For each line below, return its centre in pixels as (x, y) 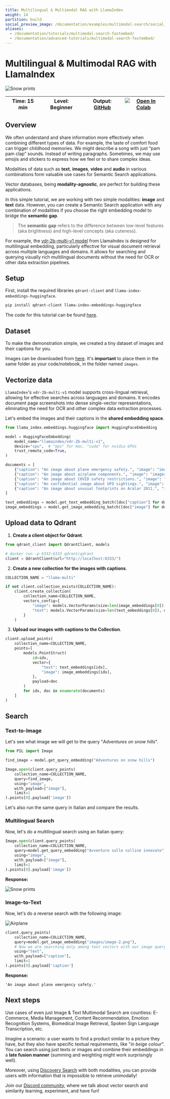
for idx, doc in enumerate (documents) (64, 691)
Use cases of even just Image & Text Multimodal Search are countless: (79, 1013)
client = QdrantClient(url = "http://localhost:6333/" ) (63, 558)
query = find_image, (34, 779)
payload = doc (45, 682)
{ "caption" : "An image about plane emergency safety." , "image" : (85, 470)
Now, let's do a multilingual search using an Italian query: (65, 832)
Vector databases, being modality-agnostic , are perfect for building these (83, 184)
